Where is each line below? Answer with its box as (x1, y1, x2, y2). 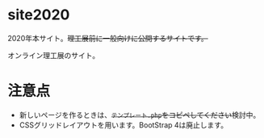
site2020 (7, 6, 70, 24)
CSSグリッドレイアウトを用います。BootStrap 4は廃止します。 (19, 119, 228, 130)
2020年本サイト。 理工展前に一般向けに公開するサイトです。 (7, 33, 209, 43)
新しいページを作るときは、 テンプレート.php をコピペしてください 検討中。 (19, 110, 261, 119)
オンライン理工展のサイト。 (7, 50, 100, 60)
